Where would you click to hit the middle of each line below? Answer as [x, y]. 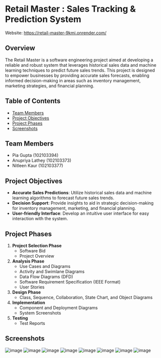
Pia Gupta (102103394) [35, 155]
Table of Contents [33, 101]
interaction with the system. [40, 219]
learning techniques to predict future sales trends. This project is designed [80, 70]
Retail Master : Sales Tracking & [70, 9]
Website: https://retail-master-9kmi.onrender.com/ [56, 33]
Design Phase [26, 292]
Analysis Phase [28, 261]
